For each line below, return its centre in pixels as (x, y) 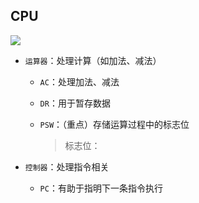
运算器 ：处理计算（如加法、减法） (93, 60)
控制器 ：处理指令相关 (67, 166)
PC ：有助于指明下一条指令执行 (101, 188)
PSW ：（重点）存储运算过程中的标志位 (114, 124)
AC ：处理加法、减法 (79, 81)
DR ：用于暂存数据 (75, 103)
